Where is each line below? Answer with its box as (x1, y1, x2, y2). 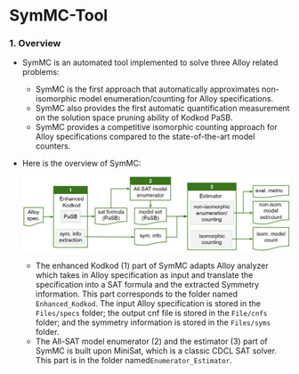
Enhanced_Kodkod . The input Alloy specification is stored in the (35, 298, 261, 308)
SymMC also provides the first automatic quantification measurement (35, 103, 290, 114)
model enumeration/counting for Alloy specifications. (78, 93, 274, 104)
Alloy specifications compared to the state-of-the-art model (35, 131, 255, 142)
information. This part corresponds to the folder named (35, 289, 238, 299)
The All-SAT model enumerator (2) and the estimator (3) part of (35, 336, 269, 346)
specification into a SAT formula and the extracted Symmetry (35, 280, 260, 289)
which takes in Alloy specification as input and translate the (35, 270, 254, 280)
